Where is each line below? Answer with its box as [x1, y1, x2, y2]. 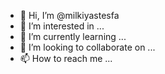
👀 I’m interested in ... [19, 20, 105, 32]
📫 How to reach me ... [19, 53, 113, 64]
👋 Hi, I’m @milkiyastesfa [19, 10, 120, 21]
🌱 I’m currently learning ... [19, 31, 127, 42]
